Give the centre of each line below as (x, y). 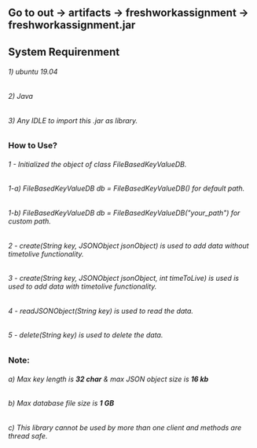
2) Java (21, 96)
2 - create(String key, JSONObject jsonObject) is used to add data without (128, 246)
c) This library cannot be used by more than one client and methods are (125, 428)
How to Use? (33, 146)
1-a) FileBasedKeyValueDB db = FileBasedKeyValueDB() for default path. (127, 188)
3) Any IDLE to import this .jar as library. (73, 120)
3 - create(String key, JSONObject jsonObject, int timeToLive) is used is (124, 279)
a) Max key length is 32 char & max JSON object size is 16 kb (108, 379)
